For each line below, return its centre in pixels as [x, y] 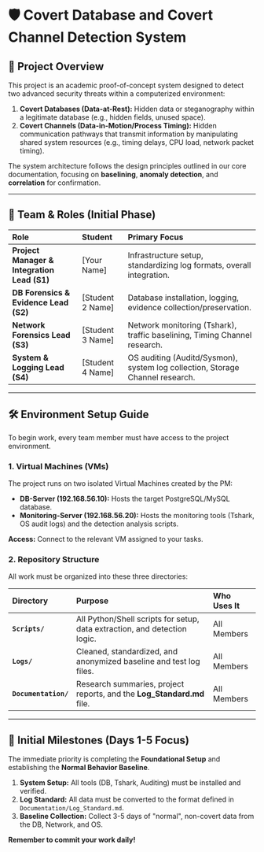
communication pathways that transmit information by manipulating [128, 134]
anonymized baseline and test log [138, 661]
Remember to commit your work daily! [72, 840]
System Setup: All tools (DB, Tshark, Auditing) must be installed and [130, 783]
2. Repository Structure [54, 559]
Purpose [92, 601]
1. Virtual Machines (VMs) [59, 466]
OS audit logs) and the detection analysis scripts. [99, 524]
